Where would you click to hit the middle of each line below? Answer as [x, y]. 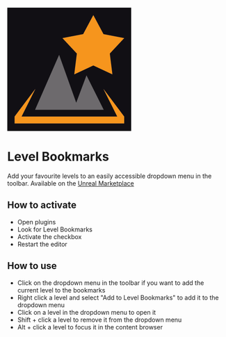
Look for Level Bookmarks [55, 229]
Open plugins [37, 222]
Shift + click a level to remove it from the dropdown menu [99, 320]
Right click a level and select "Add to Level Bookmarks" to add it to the [118, 297]
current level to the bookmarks [61, 290]
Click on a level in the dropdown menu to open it [87, 312]
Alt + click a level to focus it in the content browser [90, 327]
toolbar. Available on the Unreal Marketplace [71, 183]
